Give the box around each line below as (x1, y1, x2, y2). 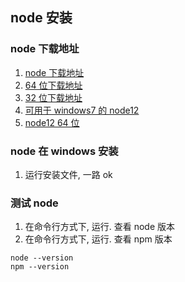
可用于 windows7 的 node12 (24, 104, 140, 116)
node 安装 (10, 9, 73, 27)
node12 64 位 (24, 116, 80, 128)
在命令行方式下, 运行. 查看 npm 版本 (24, 233, 173, 245)
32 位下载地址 (24, 91, 83, 103)
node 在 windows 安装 (10, 144, 119, 158)
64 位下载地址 (24, 79, 83, 91)
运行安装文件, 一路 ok (24, 168, 113, 180)
